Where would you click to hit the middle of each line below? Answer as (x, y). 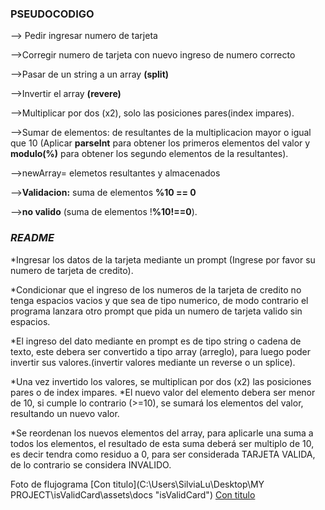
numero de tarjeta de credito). (72, 270)
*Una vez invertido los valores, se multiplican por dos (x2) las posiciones (161, 381)
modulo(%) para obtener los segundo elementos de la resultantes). (149, 154)
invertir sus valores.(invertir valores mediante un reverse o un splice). (153, 362)
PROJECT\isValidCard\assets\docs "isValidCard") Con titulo (133, 494)
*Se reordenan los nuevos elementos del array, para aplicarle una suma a (162, 433)
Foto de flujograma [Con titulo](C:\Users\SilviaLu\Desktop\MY (137, 484)
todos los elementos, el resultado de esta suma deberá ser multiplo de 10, (162, 443)
